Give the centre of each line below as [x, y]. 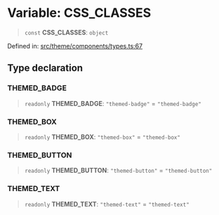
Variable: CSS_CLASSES [79, 13]
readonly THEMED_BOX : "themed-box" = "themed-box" [102, 137]
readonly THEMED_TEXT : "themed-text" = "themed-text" [107, 204]
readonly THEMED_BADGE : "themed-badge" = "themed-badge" [113, 103]
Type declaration [45, 68]
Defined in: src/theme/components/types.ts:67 [75, 46]
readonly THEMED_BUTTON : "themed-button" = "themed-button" [118, 171]
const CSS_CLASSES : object [66, 32]
